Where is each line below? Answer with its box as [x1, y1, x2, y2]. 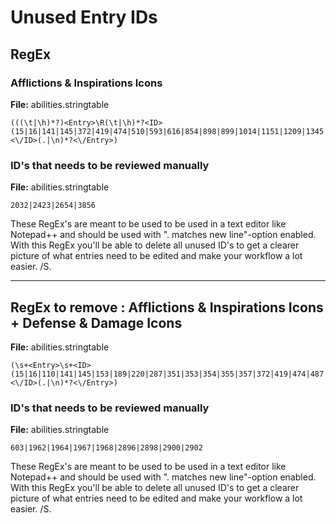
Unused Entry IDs [10, 6, 158, 29]
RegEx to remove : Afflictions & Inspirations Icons [10, 299, 324, 316]
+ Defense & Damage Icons [10, 314, 183, 331]
